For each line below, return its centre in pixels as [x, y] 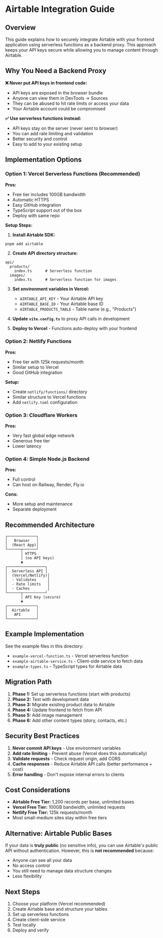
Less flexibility [27, 876]
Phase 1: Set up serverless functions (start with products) [71, 694]
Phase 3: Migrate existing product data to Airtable [64, 704]
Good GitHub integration [37, 372]
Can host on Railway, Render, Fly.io [48, 485]
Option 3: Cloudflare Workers [41, 415]
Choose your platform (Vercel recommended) [59, 904]
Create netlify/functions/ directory [50, 392]
